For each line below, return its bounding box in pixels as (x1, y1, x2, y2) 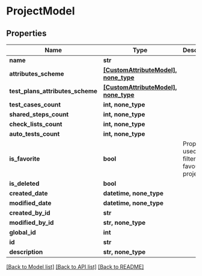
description (9, 248, 43, 256)
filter (182, 155, 197, 163)
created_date (9, 189, 48, 197)
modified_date (9, 199, 52, 207)
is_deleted (9, 179, 40, 188)
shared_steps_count (9, 110, 69, 118)
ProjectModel (6, 4, 75, 18)
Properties (6, 28, 47, 38)
